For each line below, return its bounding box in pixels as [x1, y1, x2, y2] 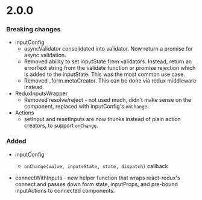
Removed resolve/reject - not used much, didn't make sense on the [24, 96, 192, 104]
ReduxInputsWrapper [14, 90, 68, 97]
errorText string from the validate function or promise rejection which [24, 64, 196, 72]
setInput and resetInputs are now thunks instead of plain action [24, 116, 181, 123]
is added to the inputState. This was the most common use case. [24, 70, 185, 78]
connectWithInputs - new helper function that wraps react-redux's [14, 174, 181, 181]
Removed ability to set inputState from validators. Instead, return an [24, 58, 192, 65]
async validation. [24, 52, 66, 59]
